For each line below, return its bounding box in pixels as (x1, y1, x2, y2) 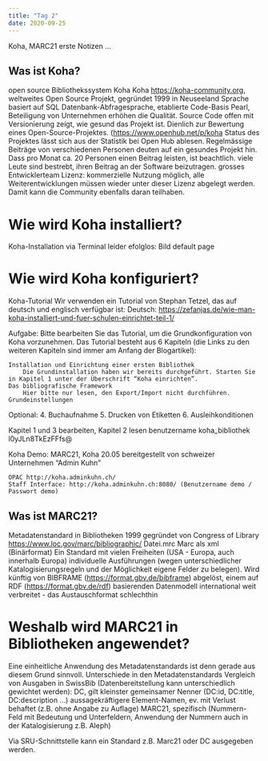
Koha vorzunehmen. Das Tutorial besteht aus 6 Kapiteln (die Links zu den (8, 337, 250, 347)
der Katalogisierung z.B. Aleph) (8, 720, 111, 730)
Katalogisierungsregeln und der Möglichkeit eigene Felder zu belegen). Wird (8, 564, 260, 574)
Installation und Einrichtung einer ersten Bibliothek (8, 361, 195, 369)
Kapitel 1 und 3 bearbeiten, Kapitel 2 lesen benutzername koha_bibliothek (8, 425, 250, 436)
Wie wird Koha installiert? (8, 215, 182, 233)
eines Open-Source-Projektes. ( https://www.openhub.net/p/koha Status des (8, 128, 260, 137)
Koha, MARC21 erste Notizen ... (8, 41, 112, 50)
